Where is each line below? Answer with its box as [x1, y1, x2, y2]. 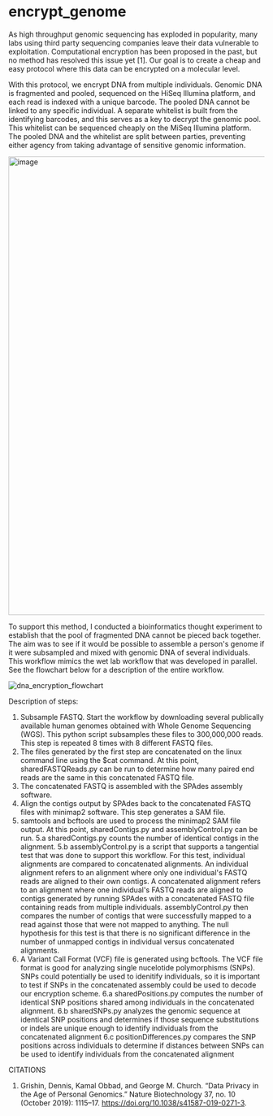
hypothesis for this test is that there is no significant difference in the [19, 928, 250, 938]
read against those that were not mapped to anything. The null [19, 919, 229, 929]
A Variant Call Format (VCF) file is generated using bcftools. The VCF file [19, 954, 263, 964]
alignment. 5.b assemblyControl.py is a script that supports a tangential [19, 841, 259, 852]
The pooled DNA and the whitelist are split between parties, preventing [8, 131, 246, 141]
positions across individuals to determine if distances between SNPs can [19, 1040, 264, 1050]
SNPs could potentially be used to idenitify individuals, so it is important [19, 971, 261, 981]
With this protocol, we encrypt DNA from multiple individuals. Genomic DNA [8, 80, 262, 89]
